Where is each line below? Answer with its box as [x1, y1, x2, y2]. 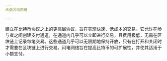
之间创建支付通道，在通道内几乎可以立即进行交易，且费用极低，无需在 [13, 32, 158, 38]
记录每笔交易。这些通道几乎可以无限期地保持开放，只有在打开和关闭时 [18, 38, 162, 44]
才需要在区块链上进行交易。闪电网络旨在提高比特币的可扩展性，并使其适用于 [5, 44, 162, 50]
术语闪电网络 [5, 7, 28, 12]
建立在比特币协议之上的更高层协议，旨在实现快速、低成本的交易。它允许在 [5, 26, 158, 32]
